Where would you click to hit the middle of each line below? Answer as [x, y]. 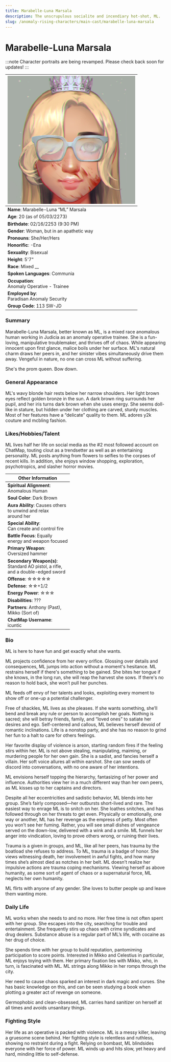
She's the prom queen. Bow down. [42, 369]
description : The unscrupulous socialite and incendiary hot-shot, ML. [83, 16]
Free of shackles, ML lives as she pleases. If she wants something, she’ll [81, 708]
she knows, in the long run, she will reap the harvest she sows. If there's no [85, 677]
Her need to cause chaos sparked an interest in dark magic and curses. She [85, 982]
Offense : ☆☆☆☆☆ [29, 579]
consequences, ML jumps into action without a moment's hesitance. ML [81, 666]
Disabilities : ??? [24, 600]
